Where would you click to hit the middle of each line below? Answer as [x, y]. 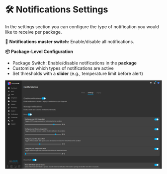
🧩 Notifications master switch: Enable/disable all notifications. [70, 41]
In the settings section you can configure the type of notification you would [82, 27]
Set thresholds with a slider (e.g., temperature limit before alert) [78, 73]
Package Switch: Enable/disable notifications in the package [74, 63]
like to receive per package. [34, 32]
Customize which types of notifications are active [63, 68]
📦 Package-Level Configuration [39, 51]
